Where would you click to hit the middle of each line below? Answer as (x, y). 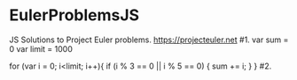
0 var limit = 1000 (41, 48)
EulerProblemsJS (74, 15)
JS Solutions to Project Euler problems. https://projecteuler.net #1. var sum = (149, 40)
